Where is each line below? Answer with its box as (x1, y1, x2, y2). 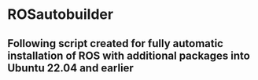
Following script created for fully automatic (7, 37, 223, 50)
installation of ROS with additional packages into (7, 49, 251, 62)
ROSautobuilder (7, 5, 114, 24)
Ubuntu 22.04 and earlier (7, 61, 135, 75)
